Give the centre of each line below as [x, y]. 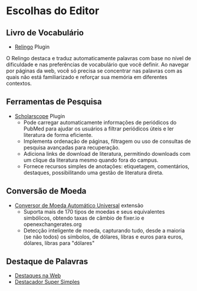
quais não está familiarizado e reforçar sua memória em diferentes [87, 77]
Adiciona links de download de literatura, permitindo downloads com [107, 153]
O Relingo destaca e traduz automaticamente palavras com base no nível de [99, 58]
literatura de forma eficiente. [58, 135]
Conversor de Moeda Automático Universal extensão [79, 205]
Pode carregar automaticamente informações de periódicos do [100, 122]
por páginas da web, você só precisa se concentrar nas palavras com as [94, 71]
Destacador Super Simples [47, 282]
